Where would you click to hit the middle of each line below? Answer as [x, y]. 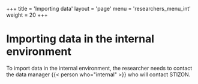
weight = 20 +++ [27, 15]
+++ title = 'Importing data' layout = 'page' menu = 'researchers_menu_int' [98, 9]
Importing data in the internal [80, 39]
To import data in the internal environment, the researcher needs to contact [99, 68]
